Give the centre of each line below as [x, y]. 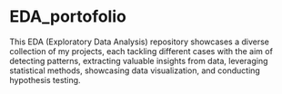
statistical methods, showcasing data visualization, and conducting [135, 70]
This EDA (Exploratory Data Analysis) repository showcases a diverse [140, 42]
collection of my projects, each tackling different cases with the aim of [141, 51]
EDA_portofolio [68, 17]
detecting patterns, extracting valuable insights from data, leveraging [139, 61]
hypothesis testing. [45, 80]
